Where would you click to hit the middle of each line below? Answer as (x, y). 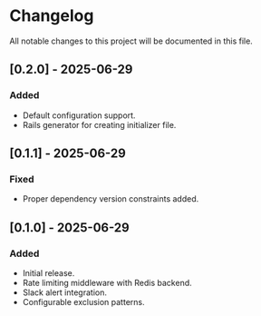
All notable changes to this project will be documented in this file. (131, 41)
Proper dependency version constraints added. (111, 199)
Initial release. (48, 273)
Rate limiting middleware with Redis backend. (107, 283)
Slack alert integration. (64, 292)
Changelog (52, 16)
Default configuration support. (79, 115)
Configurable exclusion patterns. (83, 302)
